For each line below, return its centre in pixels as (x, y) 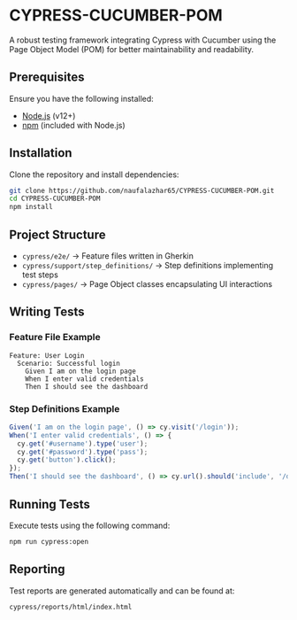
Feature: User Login (47, 355)
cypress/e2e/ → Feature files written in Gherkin (108, 256)
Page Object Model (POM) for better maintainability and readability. (132, 49)
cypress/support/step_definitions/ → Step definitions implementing (148, 265)
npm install (31, 207)
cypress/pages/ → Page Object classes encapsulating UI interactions (147, 284)
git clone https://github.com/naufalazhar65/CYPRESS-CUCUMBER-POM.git (142, 190)
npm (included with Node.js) (73, 125)
